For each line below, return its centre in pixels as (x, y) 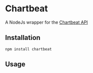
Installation (23, 38)
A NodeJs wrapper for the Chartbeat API (46, 22)
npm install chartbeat (28, 49)
